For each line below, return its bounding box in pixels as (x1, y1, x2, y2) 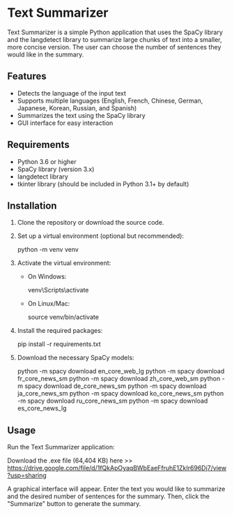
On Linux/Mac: (27, 299, 70, 308)
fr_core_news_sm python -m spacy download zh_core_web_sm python (17, 375, 221, 383)
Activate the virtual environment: (17, 259, 111, 267)
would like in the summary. (7, 50, 84, 59)
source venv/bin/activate (27, 313, 100, 322)
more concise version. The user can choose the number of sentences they (7, 43, 221, 51)
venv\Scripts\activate (27, 286, 89, 294)
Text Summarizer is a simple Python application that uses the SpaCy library (7, 28, 223, 36)
